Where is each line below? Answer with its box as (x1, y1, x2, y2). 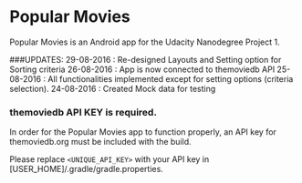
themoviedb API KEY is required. (9, 106, 158, 118)
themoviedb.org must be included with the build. (9, 137, 192, 147)
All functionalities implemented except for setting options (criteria (47, 73, 294, 84)
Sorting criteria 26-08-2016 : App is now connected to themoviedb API (9, 64, 276, 75)
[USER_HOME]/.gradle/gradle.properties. (9, 164, 164, 175)
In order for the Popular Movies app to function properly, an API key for (9, 127, 276, 137)
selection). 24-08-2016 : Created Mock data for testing (9, 83, 216, 94)
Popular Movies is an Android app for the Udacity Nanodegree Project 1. (9, 36, 280, 47)
